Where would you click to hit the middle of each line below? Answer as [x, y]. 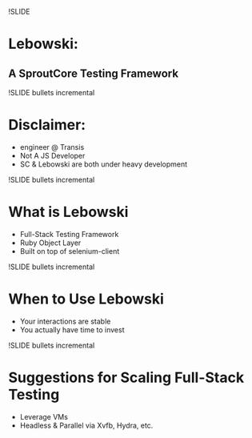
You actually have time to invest [72, 330]
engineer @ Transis [52, 147]
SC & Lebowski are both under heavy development [104, 164]
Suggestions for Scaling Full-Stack [126, 378]
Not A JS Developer [52, 155]
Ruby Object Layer [50, 243]
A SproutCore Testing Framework [93, 73]
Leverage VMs [44, 416]
